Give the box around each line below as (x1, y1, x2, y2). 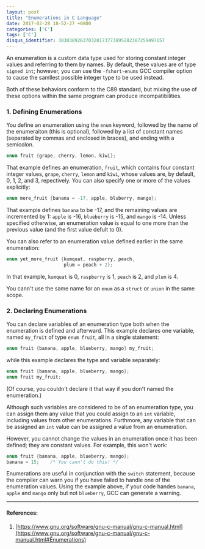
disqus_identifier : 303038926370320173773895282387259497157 (6, 37, 165, 44)
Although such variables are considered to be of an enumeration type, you (6, 403, 193, 411)
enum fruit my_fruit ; (6, 374, 62, 380)
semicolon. (6, 141, 34, 148)
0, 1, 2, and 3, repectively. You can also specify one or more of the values (6, 177, 191, 184)
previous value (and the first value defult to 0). (6, 226, 123, 233)
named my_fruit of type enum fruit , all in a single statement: (6, 333, 159, 341)
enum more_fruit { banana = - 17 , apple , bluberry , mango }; (6, 195, 157, 202)
